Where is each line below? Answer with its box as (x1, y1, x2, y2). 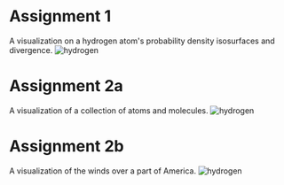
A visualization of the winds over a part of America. (9, 166, 197, 176)
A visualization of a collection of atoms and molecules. (9, 104, 209, 116)
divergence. (9, 44, 53, 55)
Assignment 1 (9, 6, 112, 27)
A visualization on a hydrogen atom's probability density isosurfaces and (9, 35, 275, 46)
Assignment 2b (9, 136, 124, 157)
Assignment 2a (9, 76, 124, 96)
